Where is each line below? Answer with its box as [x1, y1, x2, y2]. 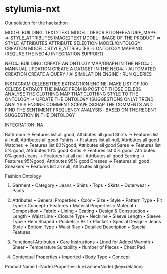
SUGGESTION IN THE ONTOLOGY [5, 112, 76, 118]
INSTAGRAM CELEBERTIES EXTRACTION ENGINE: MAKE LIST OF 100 [5, 81, 148, 87]
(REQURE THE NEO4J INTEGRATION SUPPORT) [5, 51, 104, 57]
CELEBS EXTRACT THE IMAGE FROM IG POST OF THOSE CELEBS [5, 86, 141, 91]
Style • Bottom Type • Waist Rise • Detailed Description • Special [12, 224, 147, 230]
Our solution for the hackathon [5, 20, 68, 26]
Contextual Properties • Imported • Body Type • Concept [12, 254, 130, 260]
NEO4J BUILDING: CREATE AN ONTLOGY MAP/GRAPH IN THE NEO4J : [5, 60, 152, 66]
